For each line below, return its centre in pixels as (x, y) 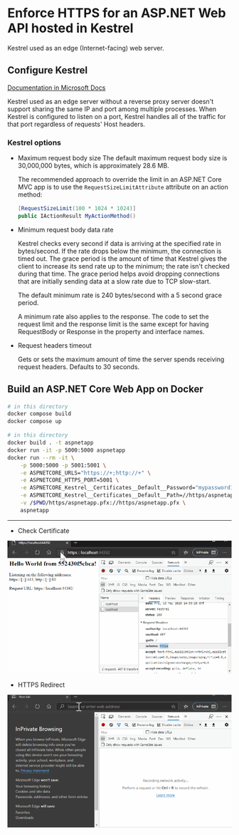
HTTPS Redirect (41, 685)
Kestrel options (34, 142)
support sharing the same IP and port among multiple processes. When (112, 109)
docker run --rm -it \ (41, 457)
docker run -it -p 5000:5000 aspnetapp (67, 450)
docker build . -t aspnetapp (51, 443)
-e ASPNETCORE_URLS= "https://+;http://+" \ (86, 473)
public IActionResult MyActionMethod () (77, 216)
